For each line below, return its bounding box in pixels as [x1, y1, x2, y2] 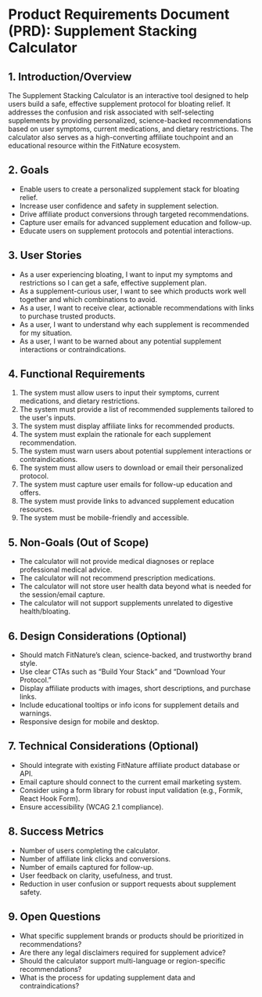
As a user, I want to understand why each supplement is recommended [19, 319, 249, 329]
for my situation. [19, 328, 73, 337]
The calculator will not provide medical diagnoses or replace [19, 557, 215, 566]
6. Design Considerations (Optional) [8, 629, 187, 642]
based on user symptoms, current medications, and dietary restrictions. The [8, 124, 253, 133]
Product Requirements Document [8, 5, 230, 24]
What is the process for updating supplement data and [19, 973, 196, 982]
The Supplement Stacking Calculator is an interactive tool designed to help [8, 91, 249, 100]
